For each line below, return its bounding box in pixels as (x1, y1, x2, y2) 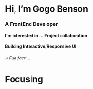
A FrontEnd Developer (5, 21, 58, 28)
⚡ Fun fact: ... (5, 55, 32, 61)
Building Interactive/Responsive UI (5, 44, 77, 49)
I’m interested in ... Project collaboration (5, 32, 88, 38)
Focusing (5, 74, 44, 85)
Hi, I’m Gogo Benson (5, 3, 89, 15)
